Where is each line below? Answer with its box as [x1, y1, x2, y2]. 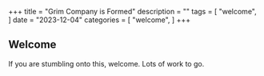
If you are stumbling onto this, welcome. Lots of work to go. [8, 59, 205, 68]
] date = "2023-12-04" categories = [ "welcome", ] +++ [8, 15, 190, 25]
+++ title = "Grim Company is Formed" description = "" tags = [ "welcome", [8, 7, 258, 16]
